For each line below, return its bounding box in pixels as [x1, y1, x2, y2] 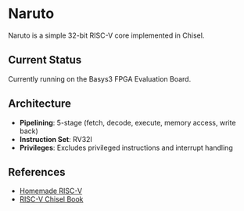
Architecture [8, 97, 72, 111]
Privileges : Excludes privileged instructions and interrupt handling [19, 143, 233, 152]
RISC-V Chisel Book [19, 195, 84, 204]
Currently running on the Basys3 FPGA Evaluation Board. [8, 74, 192, 83]
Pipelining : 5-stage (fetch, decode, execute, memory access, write [19, 118, 236, 127]
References [8, 166, 66, 179]
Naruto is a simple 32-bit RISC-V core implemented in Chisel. [8, 31, 205, 40]
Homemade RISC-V [19, 186, 83, 196]
